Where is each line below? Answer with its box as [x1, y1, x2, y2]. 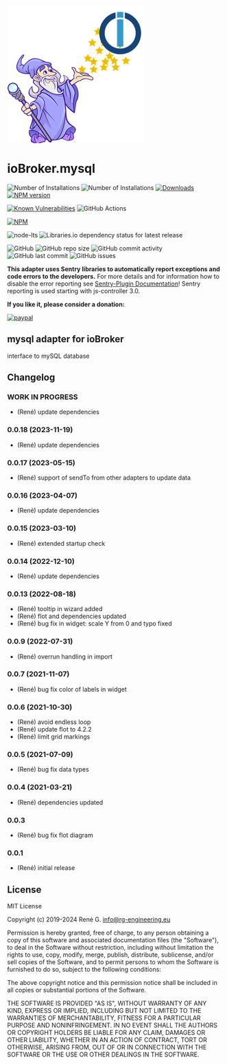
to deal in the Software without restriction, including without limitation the [7, 944, 214, 952]
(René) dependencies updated [16, 798, 104, 807]
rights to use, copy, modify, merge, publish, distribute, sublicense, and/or [7, 950, 214, 959]
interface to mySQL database [7, 352, 90, 360]
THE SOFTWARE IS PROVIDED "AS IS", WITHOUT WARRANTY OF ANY [7, 999, 207, 1008]
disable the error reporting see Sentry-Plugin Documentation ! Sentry [7, 279, 201, 288]
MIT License [7, 902, 43, 911]
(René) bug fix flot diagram [16, 831, 94, 839]
